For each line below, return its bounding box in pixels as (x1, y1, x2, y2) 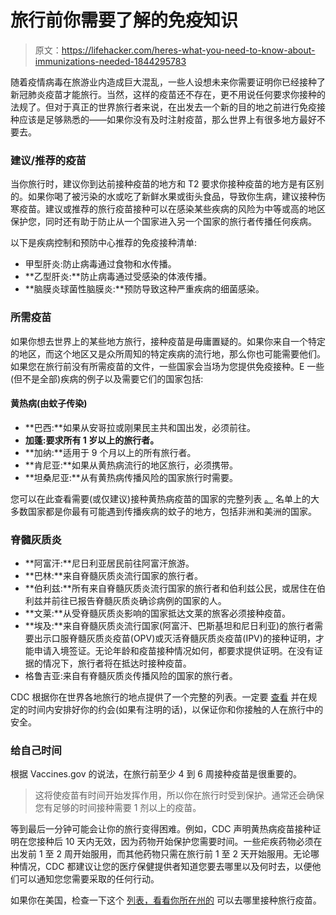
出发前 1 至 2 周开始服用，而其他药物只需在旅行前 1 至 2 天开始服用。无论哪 (10, 848, 320, 860)
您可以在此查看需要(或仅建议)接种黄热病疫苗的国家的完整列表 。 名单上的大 (10, 492, 320, 505)
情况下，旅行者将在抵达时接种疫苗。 (42, 657, 192, 670)
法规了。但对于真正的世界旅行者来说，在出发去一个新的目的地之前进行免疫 (10, 101, 317, 113)
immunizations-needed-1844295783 (34, 55, 187, 67)
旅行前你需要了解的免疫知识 (10, 9, 239, 32)
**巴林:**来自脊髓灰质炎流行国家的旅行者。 (24, 570, 203, 582)
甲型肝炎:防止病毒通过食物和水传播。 (24, 258, 177, 270)
